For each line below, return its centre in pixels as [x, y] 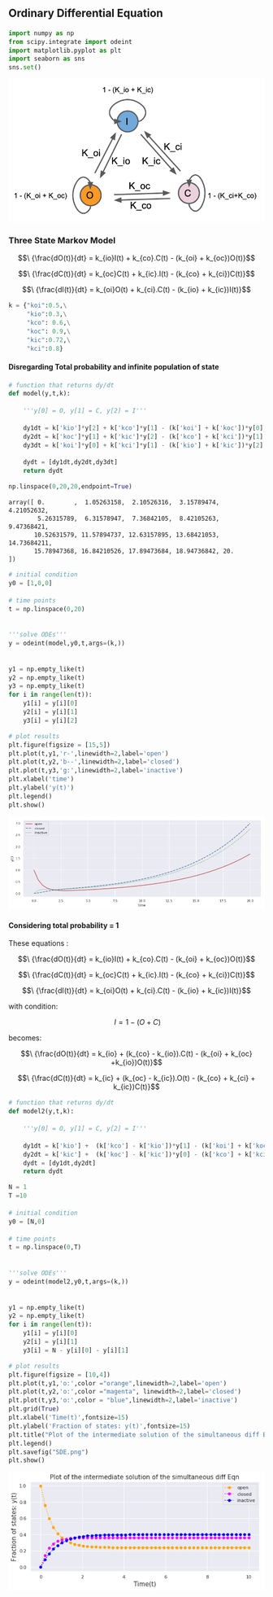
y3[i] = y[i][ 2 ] [51, 720]
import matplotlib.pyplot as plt [65, 50]
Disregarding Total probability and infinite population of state [114, 367]
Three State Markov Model [62, 240]
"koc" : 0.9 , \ [48, 331]
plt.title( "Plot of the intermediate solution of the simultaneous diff [134, 1435]
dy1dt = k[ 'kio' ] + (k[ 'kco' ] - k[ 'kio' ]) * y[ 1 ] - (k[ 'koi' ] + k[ [138, 1146]
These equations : [39, 943]
